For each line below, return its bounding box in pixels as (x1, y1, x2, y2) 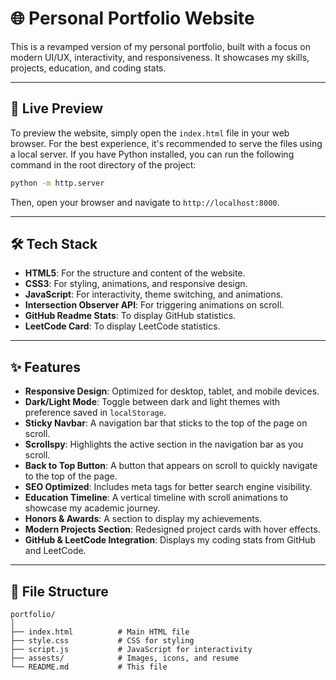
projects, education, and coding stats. (10, 62, 167, 74)
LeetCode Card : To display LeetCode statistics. (24, 320, 221, 332)
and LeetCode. (24, 545, 87, 557)
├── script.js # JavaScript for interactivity (10, 645, 253, 655)
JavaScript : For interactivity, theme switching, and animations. (24, 288, 284, 301)
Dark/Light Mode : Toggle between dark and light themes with (24, 396, 281, 408)
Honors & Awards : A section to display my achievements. (24, 513, 263, 525)
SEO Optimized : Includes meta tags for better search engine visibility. (24, 481, 313, 493)
